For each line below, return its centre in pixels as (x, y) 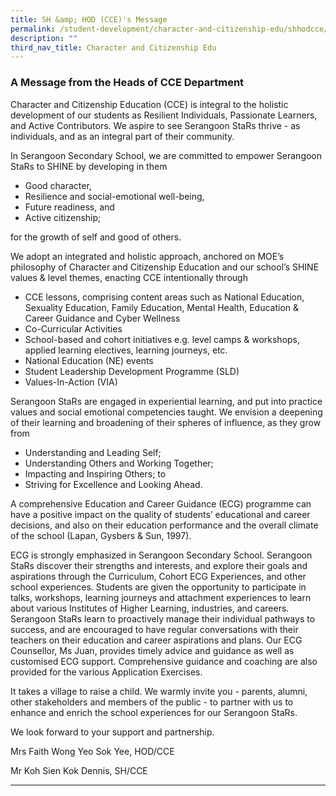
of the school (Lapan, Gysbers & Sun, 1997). (101, 535)
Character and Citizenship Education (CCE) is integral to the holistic (149, 104)
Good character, (58, 185)
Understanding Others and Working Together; (119, 463)
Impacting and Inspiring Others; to (95, 473)
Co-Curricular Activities (73, 328)
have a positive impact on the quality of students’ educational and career (160, 514)
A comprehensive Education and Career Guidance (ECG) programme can (161, 503)
